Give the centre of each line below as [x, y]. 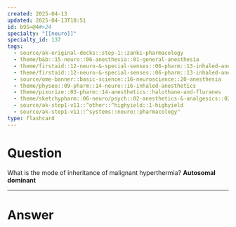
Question [34, 153]
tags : [15, 46]
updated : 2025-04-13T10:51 [47, 20]
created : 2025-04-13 [38, 14]
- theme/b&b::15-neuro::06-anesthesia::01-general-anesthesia [106, 60]
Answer [31, 215]
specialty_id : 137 [34, 40]
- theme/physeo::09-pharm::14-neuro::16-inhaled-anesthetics [105, 86]
